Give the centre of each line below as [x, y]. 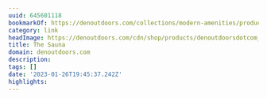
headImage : [26, 38]
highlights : [28, 81]
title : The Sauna [37, 45]
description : [30, 60]
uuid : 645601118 [35, 15]
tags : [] [23, 67]
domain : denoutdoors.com [49, 52]
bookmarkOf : [28, 23]
